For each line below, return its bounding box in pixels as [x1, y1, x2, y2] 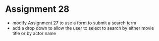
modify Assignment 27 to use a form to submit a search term [12, 20, 137, 26]
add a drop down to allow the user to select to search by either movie [12, 25, 155, 31]
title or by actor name [12, 30, 56, 36]
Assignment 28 [5, 3, 70, 15]
